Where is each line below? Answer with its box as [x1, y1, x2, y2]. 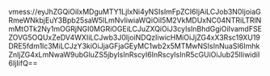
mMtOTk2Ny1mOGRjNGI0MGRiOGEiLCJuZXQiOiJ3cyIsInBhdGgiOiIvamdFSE [8, 24, 263, 33]
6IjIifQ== [8, 58, 38, 68]
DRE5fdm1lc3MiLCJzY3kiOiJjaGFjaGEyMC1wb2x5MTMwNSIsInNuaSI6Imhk [8, 41, 260, 51]
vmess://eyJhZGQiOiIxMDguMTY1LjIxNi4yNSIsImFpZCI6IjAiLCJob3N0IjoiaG [8, 7, 261, 16]
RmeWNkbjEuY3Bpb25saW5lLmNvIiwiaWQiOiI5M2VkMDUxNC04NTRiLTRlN [8, 15, 262, 25]
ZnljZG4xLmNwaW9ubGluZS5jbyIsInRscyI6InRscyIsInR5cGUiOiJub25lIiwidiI [8, 50, 260, 59]
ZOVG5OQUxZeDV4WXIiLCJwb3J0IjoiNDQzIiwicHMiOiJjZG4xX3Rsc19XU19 [8, 32, 261, 42]
